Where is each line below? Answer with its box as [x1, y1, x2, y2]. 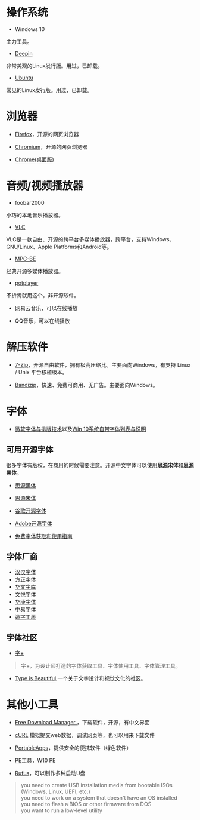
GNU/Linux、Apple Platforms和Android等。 [6, 243, 112, 250]
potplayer [14, 279, 39, 287]
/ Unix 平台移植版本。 [14, 368, 68, 376]
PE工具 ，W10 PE [14, 757, 56, 764]
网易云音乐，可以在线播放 [14, 304, 78, 311]
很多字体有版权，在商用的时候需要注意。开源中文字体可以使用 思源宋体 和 [6, 461, 183, 469]
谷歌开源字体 [14, 507, 46, 514]
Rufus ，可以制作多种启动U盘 [14, 770, 86, 777]
